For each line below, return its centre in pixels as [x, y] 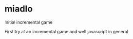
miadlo [19, 9]
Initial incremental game [28, 22]
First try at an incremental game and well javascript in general [66, 31]
